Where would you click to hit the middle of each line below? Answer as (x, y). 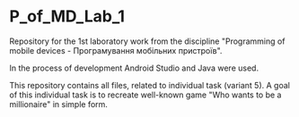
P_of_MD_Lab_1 (67, 17)
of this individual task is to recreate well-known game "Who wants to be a (145, 95)
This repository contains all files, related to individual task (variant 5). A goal (149, 85)
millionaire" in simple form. (58, 104)
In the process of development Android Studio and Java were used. (134, 68)
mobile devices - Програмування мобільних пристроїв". (116, 50)
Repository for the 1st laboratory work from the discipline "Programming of (147, 41)
